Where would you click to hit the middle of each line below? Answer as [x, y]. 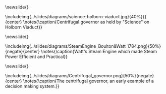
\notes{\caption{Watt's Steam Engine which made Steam [99, 51]
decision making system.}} [32, 86]
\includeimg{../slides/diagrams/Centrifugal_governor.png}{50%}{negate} [80, 76]
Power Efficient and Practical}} [36, 57]
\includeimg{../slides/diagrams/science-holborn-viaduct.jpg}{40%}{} [76, 16]
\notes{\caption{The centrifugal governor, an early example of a [88, 81]
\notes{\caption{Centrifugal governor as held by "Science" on [86, 22]
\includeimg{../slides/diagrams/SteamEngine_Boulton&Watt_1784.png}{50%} [83, 46]
